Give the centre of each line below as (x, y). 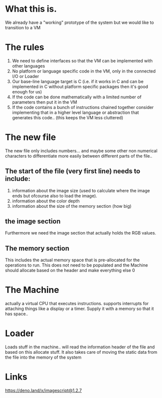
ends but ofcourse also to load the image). (54, 196)
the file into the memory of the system (43, 357)
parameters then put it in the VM (45, 102)
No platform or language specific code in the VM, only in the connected (84, 71)
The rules (25, 47)
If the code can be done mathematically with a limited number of (77, 97)
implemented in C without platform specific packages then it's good (80, 87)
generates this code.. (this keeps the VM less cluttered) (68, 117)
